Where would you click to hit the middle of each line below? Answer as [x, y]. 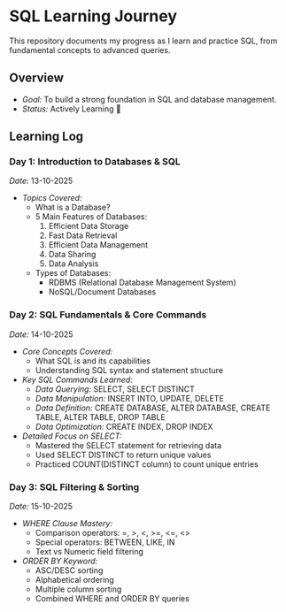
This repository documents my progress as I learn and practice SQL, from [143, 41]
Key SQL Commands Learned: [77, 379]
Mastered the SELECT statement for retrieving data [128, 445]
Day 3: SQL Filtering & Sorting [74, 486]
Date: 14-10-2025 [41, 334]
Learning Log [46, 137]
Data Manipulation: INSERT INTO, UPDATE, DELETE [129, 398]
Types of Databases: [73, 273]
